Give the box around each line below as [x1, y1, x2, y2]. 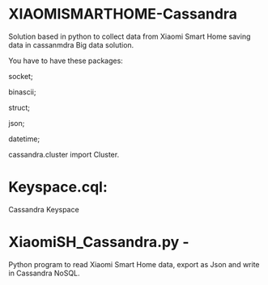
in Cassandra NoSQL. [8, 268, 80, 278]
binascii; [8, 86, 36, 97]
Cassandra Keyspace [8, 204, 79, 214]
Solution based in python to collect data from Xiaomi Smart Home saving [8, 31, 251, 41]
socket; [8, 71, 34, 81]
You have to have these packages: [8, 56, 123, 65]
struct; [8, 103, 31, 112]
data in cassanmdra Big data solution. [8, 40, 134, 49]
